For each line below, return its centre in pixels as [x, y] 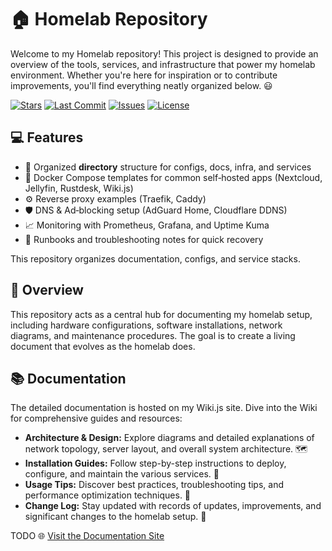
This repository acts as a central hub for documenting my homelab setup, [161, 314]
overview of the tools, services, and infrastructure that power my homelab [163, 64]
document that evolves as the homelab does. [103, 346]
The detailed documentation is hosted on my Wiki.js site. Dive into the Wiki [164, 408]
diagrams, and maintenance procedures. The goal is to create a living [153, 335]
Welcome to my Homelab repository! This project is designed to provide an [164, 53]
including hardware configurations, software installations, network [146, 325]
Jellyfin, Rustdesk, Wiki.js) [79, 188]
